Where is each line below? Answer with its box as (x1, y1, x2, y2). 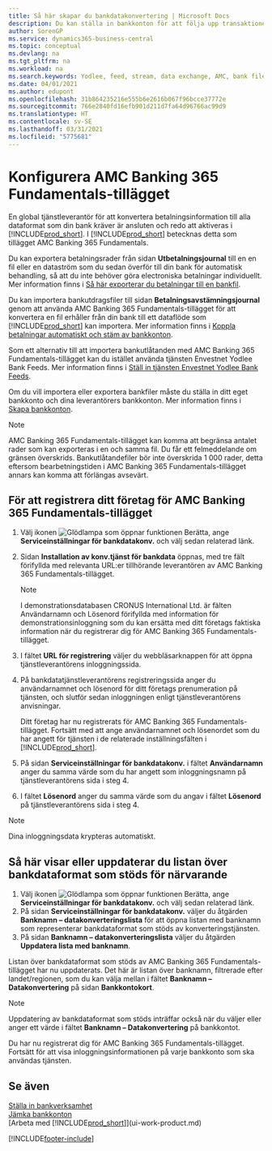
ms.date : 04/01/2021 (8, 80, 79, 88)
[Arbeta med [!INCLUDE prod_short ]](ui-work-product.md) (8, 1118, 202, 1127)
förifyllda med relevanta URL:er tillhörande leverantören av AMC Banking (19, 561, 263, 571)
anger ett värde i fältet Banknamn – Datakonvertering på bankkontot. (8, 1023, 240, 1032)
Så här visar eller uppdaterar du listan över (8, 855, 228, 869)
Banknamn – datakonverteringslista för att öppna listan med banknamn (19, 915, 261, 925)
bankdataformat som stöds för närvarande (8, 868, 228, 882)
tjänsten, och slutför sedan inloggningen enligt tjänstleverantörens (19, 692, 241, 702)
